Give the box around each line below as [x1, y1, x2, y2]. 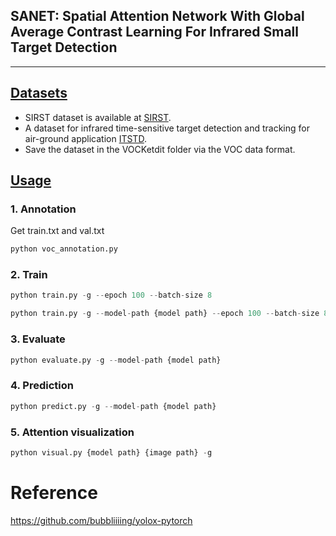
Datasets [10, 85, 68, 102]
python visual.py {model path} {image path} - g [10, 447, 213, 458]
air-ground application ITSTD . [24, 132, 147, 144]
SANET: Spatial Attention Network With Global [10, 8, 305, 25]
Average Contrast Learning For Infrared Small [10, 24, 299, 41]
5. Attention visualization [10, 425, 135, 439]
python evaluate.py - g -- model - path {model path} [10, 355, 222, 365]
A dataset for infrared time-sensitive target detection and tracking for [24, 122, 310, 134]
